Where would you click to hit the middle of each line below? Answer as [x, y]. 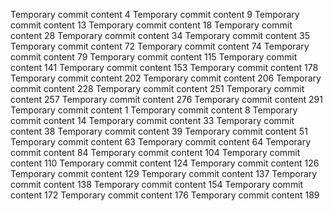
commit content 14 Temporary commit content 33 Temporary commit [152, 120]
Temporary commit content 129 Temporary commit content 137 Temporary [164, 173]
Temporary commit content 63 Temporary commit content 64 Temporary [161, 142]
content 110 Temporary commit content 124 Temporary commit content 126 [165, 163]
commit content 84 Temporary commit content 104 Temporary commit [155, 152]
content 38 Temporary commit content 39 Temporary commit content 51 [159, 131]
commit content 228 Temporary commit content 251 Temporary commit [157, 88]
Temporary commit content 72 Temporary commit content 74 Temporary [160, 46]
